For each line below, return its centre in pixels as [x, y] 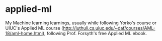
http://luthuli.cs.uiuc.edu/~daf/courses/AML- [109, 28]
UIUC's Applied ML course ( [34, 28]
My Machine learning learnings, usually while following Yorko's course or [81, 23]
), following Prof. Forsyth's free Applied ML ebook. [95, 33]
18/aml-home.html [24, 33]
